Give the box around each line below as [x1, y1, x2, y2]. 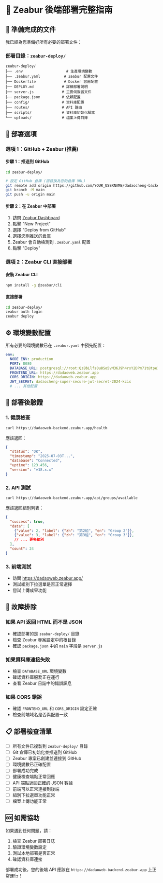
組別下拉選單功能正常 [12, 792, 55, 798]
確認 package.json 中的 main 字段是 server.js [12, 643, 103, 649]
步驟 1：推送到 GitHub [5, 159, 50, 164]
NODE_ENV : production [10, 356, 54, 361]
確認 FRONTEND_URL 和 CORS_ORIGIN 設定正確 [12, 706, 97, 711]
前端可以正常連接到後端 [12, 786, 59, 792]
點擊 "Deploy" [12, 245, 41, 251]
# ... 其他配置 [10, 384, 38, 389]
